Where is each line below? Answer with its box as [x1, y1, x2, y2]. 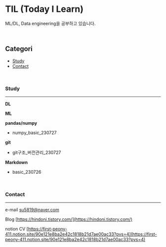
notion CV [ [5, 226, 29, 232]
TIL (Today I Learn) [5, 3, 84, 15]
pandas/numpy [5, 120, 38, 126]
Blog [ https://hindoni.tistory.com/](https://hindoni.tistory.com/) [5, 216, 132, 222]
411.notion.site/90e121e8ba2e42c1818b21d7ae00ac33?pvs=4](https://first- [5, 231, 157, 237]
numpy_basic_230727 [12, 130, 57, 136]
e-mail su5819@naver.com [5, 207, 59, 213]
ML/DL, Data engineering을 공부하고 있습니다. [5, 20, 96, 26]
